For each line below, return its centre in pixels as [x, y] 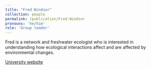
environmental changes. [30, 53]
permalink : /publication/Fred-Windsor [45, 19]
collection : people [25, 14]
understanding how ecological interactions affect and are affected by [75, 47]
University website [24, 62]
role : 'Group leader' [27, 28]
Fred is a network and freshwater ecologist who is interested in [69, 42]
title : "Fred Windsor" [28, 10]
